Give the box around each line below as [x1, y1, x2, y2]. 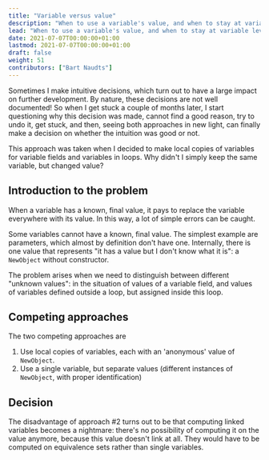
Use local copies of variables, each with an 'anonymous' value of [19, 347, 235, 357]
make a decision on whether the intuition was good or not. [8, 128, 200, 138]
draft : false [8, 49, 52, 57]
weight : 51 [8, 57, 45, 65]
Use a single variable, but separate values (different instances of [19, 364, 234, 374]
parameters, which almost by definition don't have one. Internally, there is [8, 238, 251, 247]
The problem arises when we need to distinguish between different [8, 270, 230, 280]
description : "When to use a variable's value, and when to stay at [8, 19, 242, 27]
